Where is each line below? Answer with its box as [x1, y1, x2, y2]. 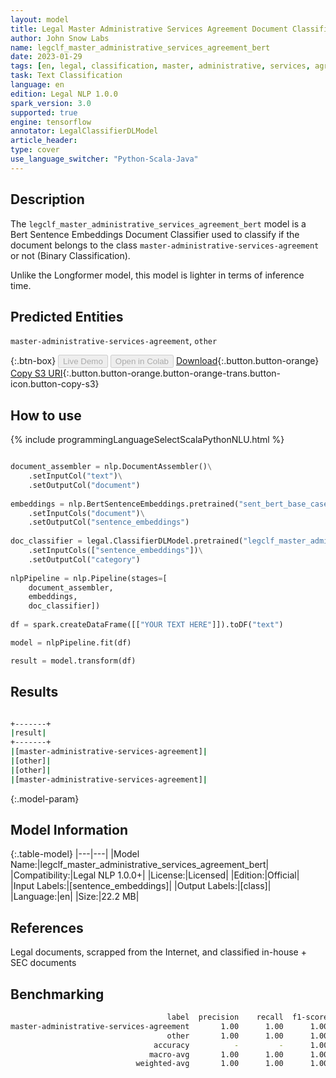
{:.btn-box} [10, 355, 57, 367]
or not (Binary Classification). [10, 249, 131, 261]
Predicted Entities [10, 308, 124, 325]
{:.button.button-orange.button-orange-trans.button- [62, 367, 282, 380]
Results [10, 684, 59, 701]
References [10, 919, 84, 936]
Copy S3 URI [10, 367, 63, 380]
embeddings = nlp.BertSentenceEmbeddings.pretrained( [10, 499, 240, 509]
